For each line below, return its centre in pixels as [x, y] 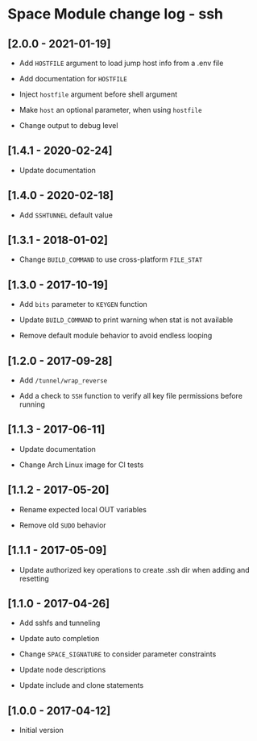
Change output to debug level [68, 125]
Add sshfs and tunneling [60, 623]
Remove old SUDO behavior [62, 525]
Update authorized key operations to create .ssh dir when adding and [135, 569]
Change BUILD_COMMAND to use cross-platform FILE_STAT [111, 259]
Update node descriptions [62, 670]
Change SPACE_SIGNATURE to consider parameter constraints [118, 654]
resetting [34, 578]
